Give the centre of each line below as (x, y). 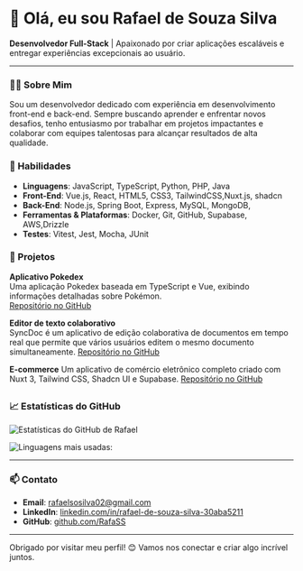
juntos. (22, 557)
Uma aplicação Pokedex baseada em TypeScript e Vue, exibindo (129, 286)
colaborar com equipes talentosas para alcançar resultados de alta (134, 134)
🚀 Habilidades (40, 166)
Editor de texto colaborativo (62, 323)
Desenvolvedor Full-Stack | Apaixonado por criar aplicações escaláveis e (147, 43)
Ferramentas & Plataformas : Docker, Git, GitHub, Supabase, (135, 215)
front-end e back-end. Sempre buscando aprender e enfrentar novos (138, 114)
